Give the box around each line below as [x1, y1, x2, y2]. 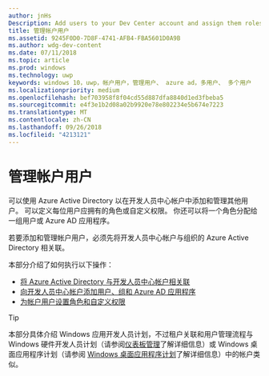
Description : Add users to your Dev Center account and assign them [8, 19, 242, 27]
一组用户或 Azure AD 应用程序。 [8, 215, 114, 225]
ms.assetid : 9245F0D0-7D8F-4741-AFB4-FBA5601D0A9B [8, 34, 181, 42]
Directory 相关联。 [8, 242, 70, 252]
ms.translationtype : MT [8, 109, 88, 117]
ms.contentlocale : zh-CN [8, 116, 91, 124]
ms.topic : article [8, 57, 70, 65]
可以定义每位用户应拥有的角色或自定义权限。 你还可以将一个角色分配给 [23, 206, 258, 215]
